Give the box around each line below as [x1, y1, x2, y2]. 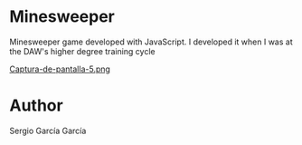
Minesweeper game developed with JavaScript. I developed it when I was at [9, 36, 293, 47]
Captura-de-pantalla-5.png [9, 63, 111, 74]
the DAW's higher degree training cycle [9, 45, 156, 56]
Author [9, 95, 63, 116]
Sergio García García [9, 125, 87, 136]
